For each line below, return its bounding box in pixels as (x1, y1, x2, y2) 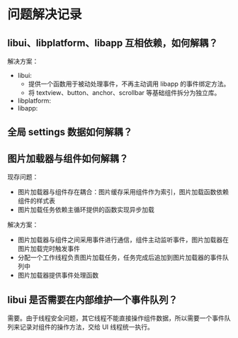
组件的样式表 (17, 196, 55, 205)
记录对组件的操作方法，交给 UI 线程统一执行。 (19, 323, 154, 332)
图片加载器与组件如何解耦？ (7, 152, 129, 164)
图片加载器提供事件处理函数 (17, 271, 99, 280)
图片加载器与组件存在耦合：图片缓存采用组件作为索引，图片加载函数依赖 (17, 188, 229, 196)
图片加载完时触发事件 (17, 244, 80, 253)
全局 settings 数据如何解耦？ (7, 126, 133, 138)
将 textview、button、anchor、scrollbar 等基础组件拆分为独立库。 (28, 89, 221, 96)
